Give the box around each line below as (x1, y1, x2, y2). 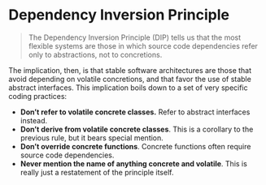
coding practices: (8, 91, 68, 101)
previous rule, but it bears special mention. (20, 132, 164, 143)
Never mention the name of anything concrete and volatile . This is (20, 158, 248, 168)
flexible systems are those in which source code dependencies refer (28, 41, 259, 50)
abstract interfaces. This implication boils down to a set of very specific (8, 83, 248, 92)
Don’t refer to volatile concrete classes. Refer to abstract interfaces (20, 107, 251, 117)
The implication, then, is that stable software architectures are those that (8, 65, 252, 75)
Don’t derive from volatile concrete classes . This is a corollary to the (20, 124, 254, 134)
